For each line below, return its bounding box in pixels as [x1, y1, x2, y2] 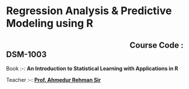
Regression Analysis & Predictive [6, 4, 172, 18]
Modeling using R [6, 17, 93, 30]
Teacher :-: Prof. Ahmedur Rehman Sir [6, 77, 102, 83]
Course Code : [129, 40, 184, 50]
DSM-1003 [6, 49, 47, 60]
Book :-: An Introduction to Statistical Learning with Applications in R [6, 65, 178, 72]
